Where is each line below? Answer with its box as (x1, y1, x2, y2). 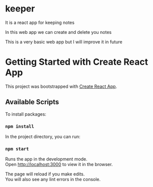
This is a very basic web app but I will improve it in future (5, 38, 122, 45)
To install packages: (5, 111, 46, 117)
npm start (5, 146, 29, 152)
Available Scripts (5, 98, 59, 106)
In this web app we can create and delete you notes (5, 29, 111, 35)
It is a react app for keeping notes (5, 19, 75, 25)
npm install (5, 123, 34, 129)
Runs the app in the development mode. (5, 156, 87, 162)
